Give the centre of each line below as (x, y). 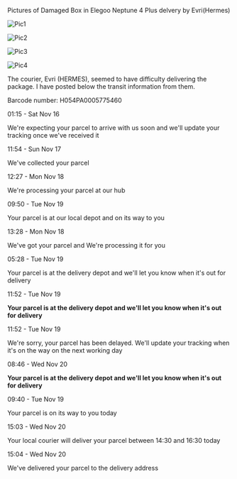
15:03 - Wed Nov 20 (37, 426)
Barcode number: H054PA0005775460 (65, 100)
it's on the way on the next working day (65, 350)
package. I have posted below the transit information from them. (101, 87)
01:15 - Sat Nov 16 (34, 114)
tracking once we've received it (53, 135)
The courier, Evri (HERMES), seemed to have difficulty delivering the (107, 79)
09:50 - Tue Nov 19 (35, 204)
